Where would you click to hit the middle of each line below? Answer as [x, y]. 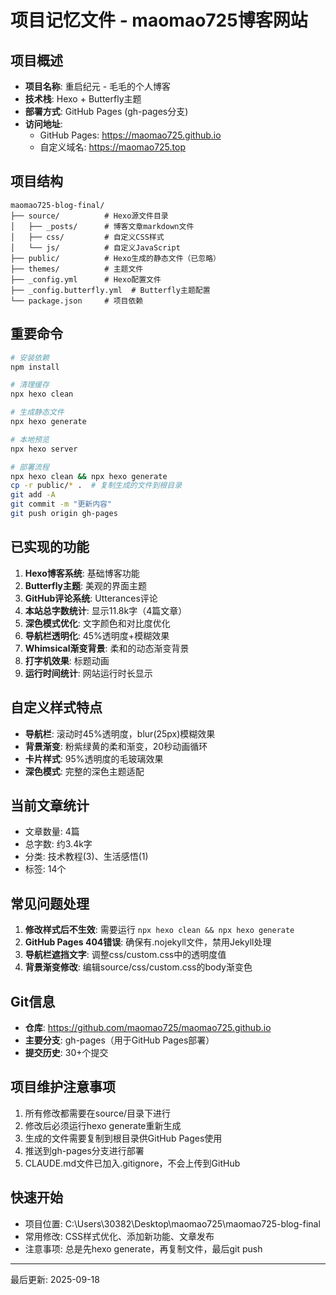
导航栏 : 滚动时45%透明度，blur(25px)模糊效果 [120, 733]
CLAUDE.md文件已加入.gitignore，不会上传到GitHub [132, 1163]
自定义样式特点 [56, 707]
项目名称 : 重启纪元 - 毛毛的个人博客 [98, 86]
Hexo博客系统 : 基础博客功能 [82, 573]
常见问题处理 [50, 903]
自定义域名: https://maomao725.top [112, 147]
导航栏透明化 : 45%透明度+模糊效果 [97, 635]
